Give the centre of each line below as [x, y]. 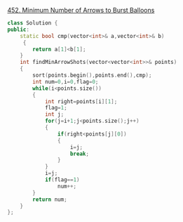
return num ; [50, 200]
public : [19, 30]
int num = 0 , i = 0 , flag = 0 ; [66, 81]
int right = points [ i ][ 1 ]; [81, 101]
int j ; [54, 115]
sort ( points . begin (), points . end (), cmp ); [92, 75]
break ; [80, 154]
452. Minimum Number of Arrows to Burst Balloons [81, 10]
